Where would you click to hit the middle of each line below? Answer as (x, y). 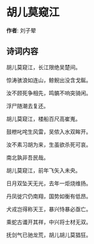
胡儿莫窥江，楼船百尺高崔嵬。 (43, 118)
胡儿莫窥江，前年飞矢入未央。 (43, 170)
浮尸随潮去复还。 (28, 106)
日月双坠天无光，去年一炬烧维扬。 (49, 183)
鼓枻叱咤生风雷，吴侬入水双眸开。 (49, 132)
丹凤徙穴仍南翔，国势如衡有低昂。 (49, 196)
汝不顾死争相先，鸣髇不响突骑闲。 (49, 93)
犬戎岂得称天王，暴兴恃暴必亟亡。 (49, 209)
